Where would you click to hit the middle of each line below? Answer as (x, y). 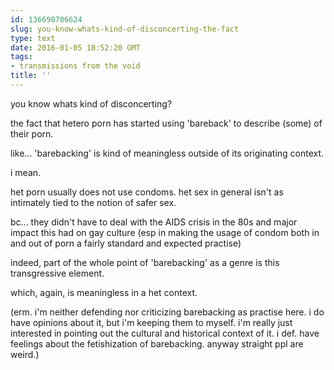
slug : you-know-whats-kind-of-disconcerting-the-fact (125, 29)
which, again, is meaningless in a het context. (104, 292)
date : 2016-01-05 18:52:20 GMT (75, 47)
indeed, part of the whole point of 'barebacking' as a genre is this (145, 262)
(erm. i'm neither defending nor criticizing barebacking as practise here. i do (167, 312)
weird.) (25, 354)
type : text (33, 38)
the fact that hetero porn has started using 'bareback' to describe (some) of (166, 123)
